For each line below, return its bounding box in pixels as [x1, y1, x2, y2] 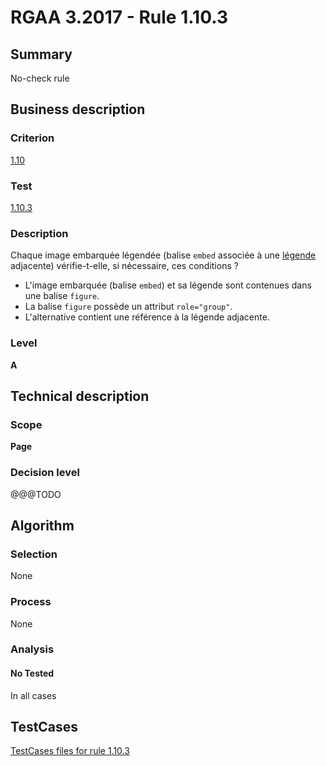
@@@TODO [10, 488, 62, 500]
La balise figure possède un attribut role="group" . [24, 301, 233, 313]
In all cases [10, 689, 57, 701]
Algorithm [10, 517, 75, 534]
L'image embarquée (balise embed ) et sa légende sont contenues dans [24, 279, 312, 291]
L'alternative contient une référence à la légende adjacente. [24, 311, 270, 323]
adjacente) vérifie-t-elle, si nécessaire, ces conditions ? [10, 260, 239, 272]
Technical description [10, 387, 150, 405]
